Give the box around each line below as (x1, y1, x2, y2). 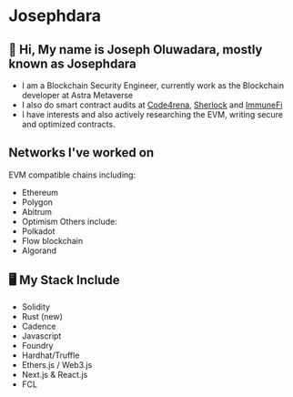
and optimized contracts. (21, 119, 116, 129)
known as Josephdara (8, 56, 137, 71)
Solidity (21, 301, 51, 312)
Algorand (21, 245, 56, 256)
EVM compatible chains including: (8, 169, 136, 180)
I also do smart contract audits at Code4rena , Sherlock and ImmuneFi (21, 99, 283, 110)
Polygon (21, 197, 54, 208)
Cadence (21, 321, 56, 331)
